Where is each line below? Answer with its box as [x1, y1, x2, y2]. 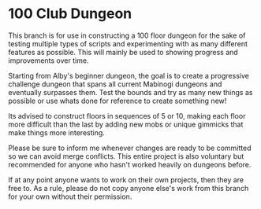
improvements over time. [8, 56, 89, 65]
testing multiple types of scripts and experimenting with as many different [8, 38, 248, 48]
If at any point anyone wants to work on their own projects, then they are [8, 174, 244, 185]
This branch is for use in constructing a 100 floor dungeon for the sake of [8, 31, 246, 40]
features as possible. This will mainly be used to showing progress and [8, 47, 238, 57]
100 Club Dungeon [8, 5, 132, 23]
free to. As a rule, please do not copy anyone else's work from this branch [8, 183, 249, 192]
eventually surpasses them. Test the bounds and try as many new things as [8, 87, 253, 97]
